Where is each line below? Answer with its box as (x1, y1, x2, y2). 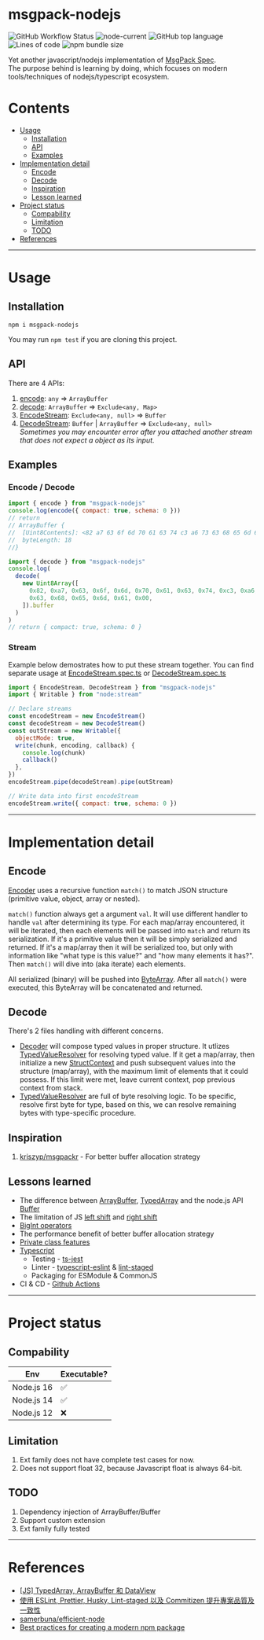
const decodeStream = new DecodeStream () (8, 719, 146, 728)
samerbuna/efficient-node (19, 1614, 105, 1623)
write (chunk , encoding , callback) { (15, 741, 135, 749)
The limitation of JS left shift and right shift (19, 1212, 158, 1222)
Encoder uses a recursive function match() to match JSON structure (8, 885, 228, 895)
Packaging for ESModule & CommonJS (31, 1271, 158, 1281)
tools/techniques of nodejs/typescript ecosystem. (8, 72, 170, 81)
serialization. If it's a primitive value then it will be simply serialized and (8, 934, 237, 943)
